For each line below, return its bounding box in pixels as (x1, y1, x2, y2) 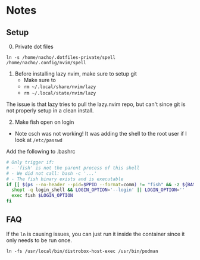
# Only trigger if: (6, 159, 55, 165)
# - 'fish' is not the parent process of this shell (6, 165, 140, 171)
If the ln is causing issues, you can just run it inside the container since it (6, 230, 185, 237)
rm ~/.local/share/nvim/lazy (23, 84, 96, 90)
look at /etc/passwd (14, 136, 62, 143)
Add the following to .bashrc (6, 148, 76, 155)
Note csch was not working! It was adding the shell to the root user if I (14, 130, 187, 137)
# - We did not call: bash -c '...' (6, 170, 97, 176)
